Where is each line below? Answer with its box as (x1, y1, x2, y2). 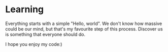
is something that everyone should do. (5, 31, 85, 37)
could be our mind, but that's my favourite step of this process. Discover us (5, 25, 163, 32)
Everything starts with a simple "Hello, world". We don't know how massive (5, 20, 162, 27)
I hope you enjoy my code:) (5, 41, 62, 47)
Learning (5, 4, 44, 15)
